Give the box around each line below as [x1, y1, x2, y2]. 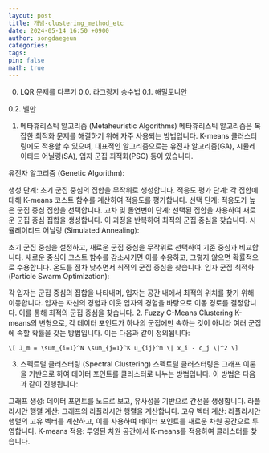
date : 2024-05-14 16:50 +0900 [8, 26, 110, 34]
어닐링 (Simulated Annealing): [43, 225, 140, 235]
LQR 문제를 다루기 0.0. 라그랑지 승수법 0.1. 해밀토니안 [19, 87, 188, 96]
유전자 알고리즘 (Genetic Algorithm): [8, 168, 125, 177]
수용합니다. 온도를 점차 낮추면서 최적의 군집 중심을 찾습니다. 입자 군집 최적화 [16, 262, 255, 272]
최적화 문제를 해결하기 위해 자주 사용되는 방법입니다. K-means [35, 131, 230, 140]
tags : [8, 49, 26, 57]
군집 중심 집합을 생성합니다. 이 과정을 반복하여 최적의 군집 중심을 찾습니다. [16, 215, 248, 224]
